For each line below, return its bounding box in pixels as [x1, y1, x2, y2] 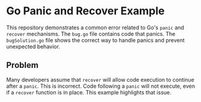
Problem [6, 60, 39, 70]
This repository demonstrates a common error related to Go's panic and [6, 24, 185, 31]
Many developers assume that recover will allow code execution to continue [6, 76, 194, 83]
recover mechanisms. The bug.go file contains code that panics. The [6, 30, 176, 37]
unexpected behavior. [6, 43, 60, 50]
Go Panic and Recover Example [6, 4, 165, 18]
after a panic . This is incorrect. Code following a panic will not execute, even [6, 82, 196, 89]
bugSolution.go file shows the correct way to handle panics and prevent [6, 36, 185, 44]
